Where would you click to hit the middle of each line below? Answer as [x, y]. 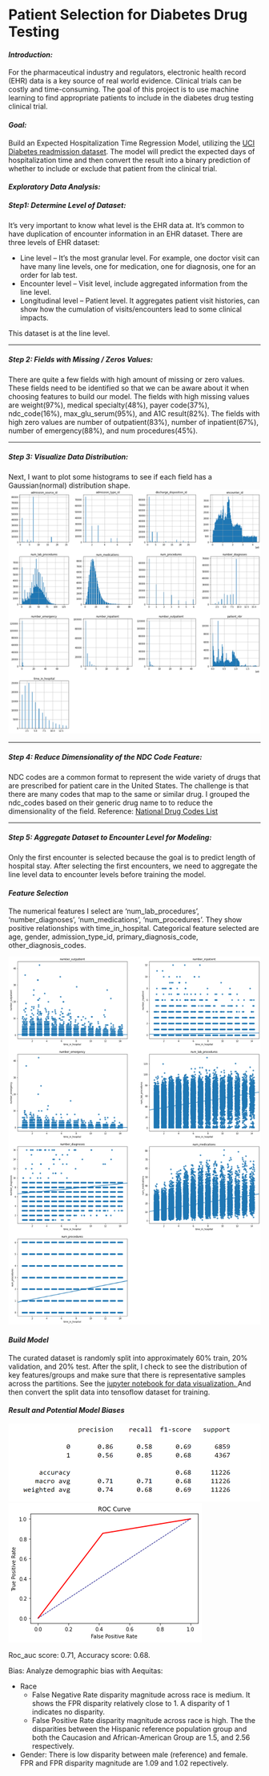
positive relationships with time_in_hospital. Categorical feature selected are [134, 928]
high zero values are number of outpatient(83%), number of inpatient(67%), [133, 423]
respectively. [53, 1746]
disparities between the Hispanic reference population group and [139, 1729]
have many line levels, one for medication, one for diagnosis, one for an [138, 267]
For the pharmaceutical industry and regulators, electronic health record [127, 72]
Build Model [29, 1340]
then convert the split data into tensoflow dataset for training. [109, 1392]
